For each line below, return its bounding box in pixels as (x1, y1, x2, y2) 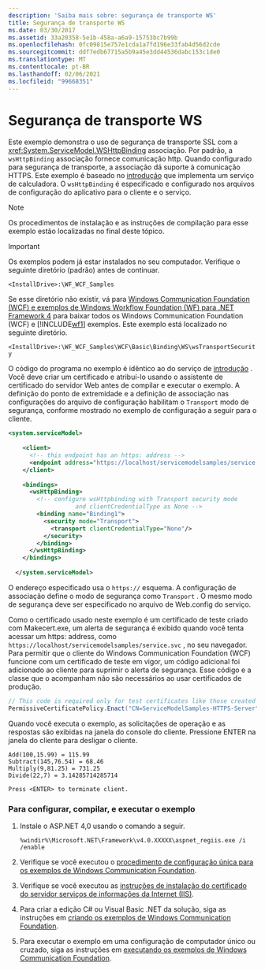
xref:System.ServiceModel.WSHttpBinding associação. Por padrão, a (8, 146, 233, 155)
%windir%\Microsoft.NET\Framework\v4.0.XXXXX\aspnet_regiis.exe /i (19, 836, 246, 844)
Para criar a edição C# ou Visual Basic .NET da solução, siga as (19, 904, 226, 914)
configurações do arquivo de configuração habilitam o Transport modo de (8, 397, 249, 407)
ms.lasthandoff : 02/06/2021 (8, 70, 101, 78)
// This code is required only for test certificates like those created (8, 697, 256, 705)
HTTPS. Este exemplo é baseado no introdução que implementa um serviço (8, 171, 255, 180)
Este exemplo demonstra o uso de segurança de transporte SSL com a (8, 137, 238, 147)
